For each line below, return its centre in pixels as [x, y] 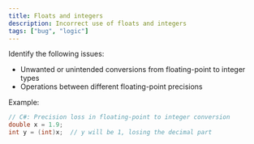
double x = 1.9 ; [36, 125]
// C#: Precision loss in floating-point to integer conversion [119, 117]
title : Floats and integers [56, 16]
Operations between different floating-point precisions [111, 87]
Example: [24, 103]
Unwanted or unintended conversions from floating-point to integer [133, 70]
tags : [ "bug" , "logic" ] [49, 31]
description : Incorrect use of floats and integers [97, 23]
